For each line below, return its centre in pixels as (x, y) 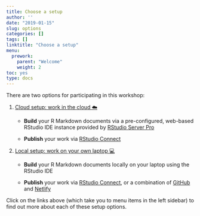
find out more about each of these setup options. (67, 207)
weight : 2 (29, 67)
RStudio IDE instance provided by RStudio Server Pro (89, 127)
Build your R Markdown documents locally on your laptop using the (107, 165)
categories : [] (25, 34)
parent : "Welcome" (40, 61)
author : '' (20, 17)
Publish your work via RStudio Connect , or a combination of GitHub (107, 183)
